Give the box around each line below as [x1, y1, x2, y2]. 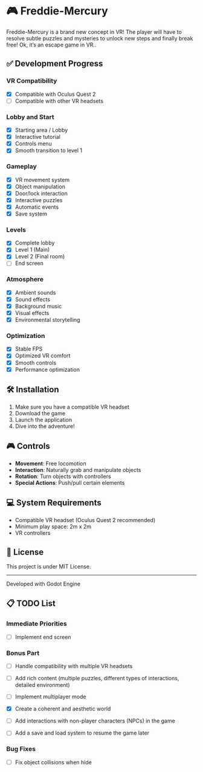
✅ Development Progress [6, 59, 103, 69]
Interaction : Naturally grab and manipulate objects [14, 467, 141, 474]
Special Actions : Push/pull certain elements [14, 479, 125, 486]
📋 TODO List [6, 598, 56, 609]
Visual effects [14, 310, 50, 316]
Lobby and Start [6, 112, 54, 121]
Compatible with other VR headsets [14, 97, 104, 104]
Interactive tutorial [14, 133, 60, 141]
